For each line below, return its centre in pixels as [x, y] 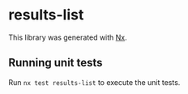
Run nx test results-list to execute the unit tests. [94, 82]
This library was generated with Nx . [68, 37]
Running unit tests [56, 63]
